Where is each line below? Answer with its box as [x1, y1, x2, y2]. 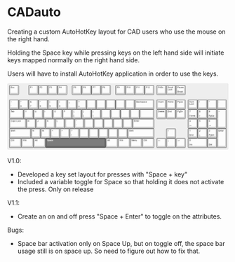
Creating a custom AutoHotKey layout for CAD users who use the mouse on [7, 27, 226, 36]
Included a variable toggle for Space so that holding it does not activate [17, 178, 224, 186]
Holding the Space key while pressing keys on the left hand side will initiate [7, 48, 224, 57]
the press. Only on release [17, 185, 94, 193]
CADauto [7, 4, 61, 20]
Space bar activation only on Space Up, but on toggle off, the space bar [17, 240, 226, 248]
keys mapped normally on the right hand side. [7, 55, 140, 64]
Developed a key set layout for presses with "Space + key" [17, 170, 188, 179]
